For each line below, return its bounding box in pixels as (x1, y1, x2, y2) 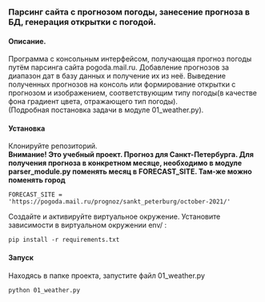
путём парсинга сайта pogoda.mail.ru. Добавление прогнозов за (8, 62, 230, 72)
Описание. (8, 36, 46, 46)
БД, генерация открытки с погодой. (8, 16, 156, 27)
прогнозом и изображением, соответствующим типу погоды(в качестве (8, 88, 258, 98)
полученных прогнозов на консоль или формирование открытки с (8, 79, 236, 90)
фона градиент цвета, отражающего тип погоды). (8, 97, 179, 107)
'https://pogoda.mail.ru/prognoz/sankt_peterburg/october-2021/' (8, 198, 231, 206)
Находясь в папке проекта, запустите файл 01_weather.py (8, 271, 206, 280)
